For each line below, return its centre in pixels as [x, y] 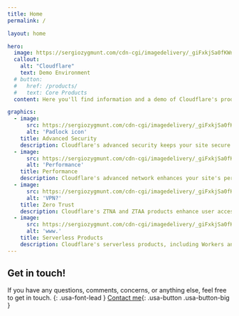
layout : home [27, 33]
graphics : [22, 112]
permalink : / [27, 21]
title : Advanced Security [59, 138]
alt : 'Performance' [55, 165]
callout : [27, 60]
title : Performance [49, 172]
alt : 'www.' [44, 231]
